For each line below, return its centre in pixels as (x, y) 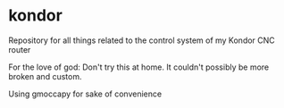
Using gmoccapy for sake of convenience (85, 94)
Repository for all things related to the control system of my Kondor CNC (142, 40)
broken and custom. (45, 76)
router (20, 49)
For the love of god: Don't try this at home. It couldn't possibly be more (139, 67)
